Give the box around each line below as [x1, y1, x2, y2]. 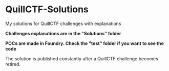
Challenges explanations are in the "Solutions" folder [5, 30, 121, 36]
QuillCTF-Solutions [5, 4, 89, 15]
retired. [5, 61, 20, 67]
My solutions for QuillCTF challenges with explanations [5, 20, 121, 27]
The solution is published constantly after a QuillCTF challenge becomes [5, 55, 159, 62]
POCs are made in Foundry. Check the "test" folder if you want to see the [5, 40, 164, 46]
